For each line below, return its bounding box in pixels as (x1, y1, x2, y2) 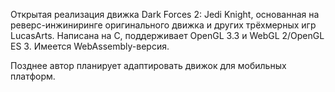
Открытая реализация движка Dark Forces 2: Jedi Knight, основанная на (10, 9, 320, 20)
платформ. (10, 70, 56, 82)
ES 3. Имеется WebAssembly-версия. (10, 40, 170, 52)
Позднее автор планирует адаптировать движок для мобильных (10, 60, 287, 71)
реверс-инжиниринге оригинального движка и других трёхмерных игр (10, 19, 317, 31)
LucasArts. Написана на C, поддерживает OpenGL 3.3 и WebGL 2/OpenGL (10, 30, 325, 41)
